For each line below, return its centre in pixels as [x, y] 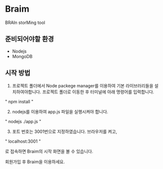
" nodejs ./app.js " [23, 121]
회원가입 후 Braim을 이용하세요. [35, 162]
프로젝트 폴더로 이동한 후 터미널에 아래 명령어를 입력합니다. [98, 92]
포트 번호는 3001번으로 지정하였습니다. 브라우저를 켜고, [64, 131]
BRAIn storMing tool [25, 22]
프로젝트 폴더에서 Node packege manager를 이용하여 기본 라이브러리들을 [83, 85]
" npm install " [19, 102]
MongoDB [22, 56]
